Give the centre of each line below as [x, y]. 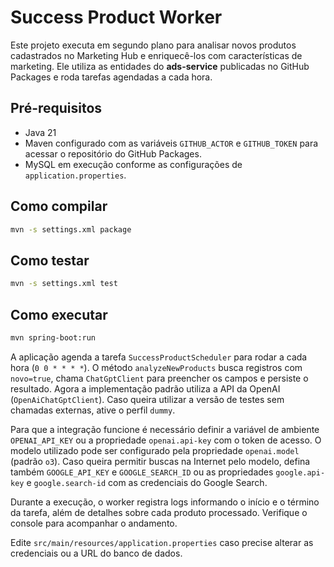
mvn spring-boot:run [53, 337]
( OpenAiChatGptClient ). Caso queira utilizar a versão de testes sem [147, 399]
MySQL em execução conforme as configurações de [133, 164]
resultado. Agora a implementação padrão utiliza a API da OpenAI [145, 388]
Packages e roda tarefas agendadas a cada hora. [111, 77]
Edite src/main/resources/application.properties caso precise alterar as [162, 542]
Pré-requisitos [56, 108]
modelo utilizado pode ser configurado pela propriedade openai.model [155, 450]
